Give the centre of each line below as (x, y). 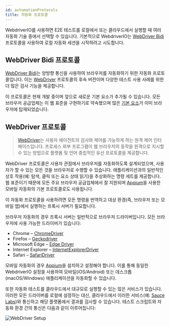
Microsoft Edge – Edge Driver (43, 244)
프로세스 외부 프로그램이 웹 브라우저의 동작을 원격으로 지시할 (105, 146)
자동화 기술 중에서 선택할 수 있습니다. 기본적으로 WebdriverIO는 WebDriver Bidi (84, 36)
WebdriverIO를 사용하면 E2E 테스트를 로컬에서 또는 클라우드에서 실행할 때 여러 (83, 30)
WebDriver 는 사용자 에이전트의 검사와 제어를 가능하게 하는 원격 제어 (85, 140)
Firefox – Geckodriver (35, 239)
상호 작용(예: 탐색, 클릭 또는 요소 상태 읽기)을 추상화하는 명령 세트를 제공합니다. (83, 176)
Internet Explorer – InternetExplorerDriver (56, 250)
